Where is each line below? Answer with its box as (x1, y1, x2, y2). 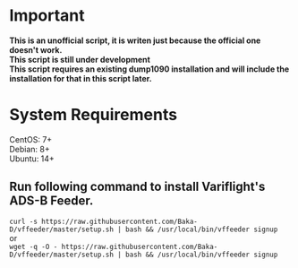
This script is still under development (9, 54, 150, 65)
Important (9, 5, 85, 26)
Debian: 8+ (9, 143, 51, 154)
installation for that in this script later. (9, 73, 152, 83)
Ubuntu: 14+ (9, 153, 55, 164)
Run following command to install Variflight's (9, 179, 266, 195)
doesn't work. (9, 44, 63, 55)
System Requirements (9, 105, 177, 125)
